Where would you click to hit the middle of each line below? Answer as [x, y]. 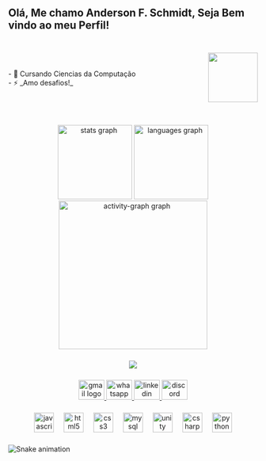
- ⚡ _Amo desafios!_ [41, 82]
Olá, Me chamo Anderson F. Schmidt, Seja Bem [127, 13]
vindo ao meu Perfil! [59, 26]
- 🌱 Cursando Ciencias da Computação [72, 74]
